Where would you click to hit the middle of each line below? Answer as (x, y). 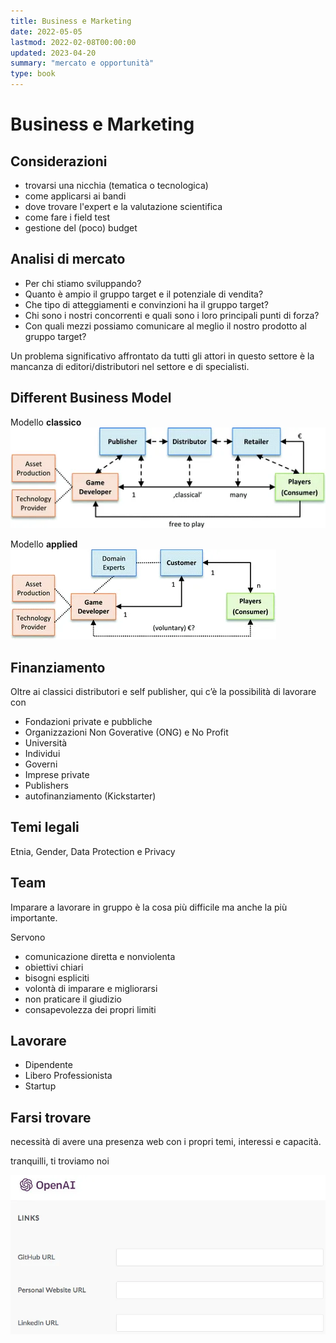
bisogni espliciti (57, 977)
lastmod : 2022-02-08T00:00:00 (73, 42)
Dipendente (48, 1065)
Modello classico (46, 422)
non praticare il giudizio (73, 999)
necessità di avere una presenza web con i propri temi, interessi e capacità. (166, 1142)
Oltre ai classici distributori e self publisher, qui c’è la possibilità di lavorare (163, 691)
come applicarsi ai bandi (75, 196)
